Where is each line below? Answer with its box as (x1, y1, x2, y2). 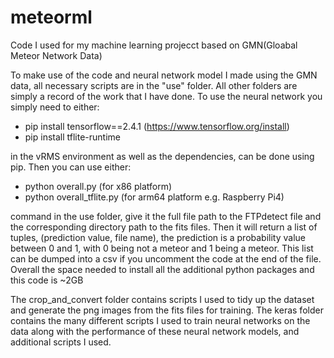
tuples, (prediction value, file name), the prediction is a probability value (10, 231, 307, 243)
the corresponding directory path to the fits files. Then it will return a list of (10, 221, 318, 233)
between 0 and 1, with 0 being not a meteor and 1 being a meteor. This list (10, 242, 314, 254)
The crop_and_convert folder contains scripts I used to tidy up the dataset (10, 293, 315, 305)
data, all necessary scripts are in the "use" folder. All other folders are (10, 79, 298, 91)
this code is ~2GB (10, 274, 84, 286)
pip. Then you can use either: (10, 161, 132, 173)
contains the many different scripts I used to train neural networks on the (10, 314, 311, 326)
